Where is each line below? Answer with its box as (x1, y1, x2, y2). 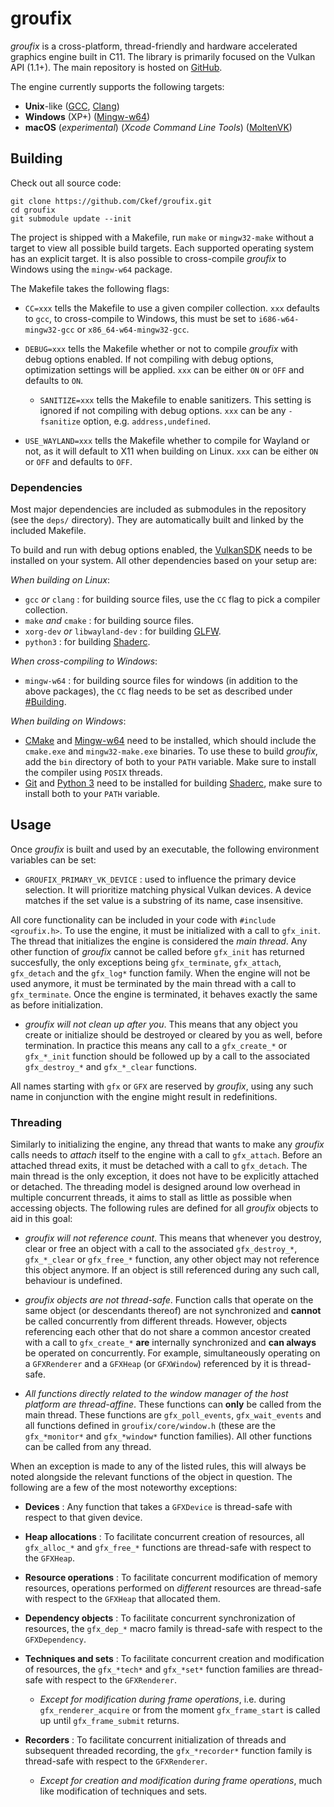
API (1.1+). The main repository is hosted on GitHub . (10, 61, 223, 73)
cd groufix (10, 205, 56, 215)
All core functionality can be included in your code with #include (10, 913, 277, 926)
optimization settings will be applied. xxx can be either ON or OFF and (24, 363, 305, 376)
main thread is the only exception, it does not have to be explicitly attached (10, 1170, 320, 1182)
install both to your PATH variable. (24, 788, 161, 800)
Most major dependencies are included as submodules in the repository (10, 503, 307, 516)
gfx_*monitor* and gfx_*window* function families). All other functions (24, 1430, 313, 1442)
